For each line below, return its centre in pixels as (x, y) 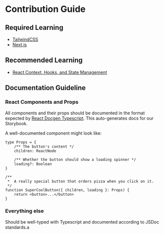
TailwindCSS (25, 39)
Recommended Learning (44, 60)
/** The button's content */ (44, 147)
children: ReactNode (35, 151)
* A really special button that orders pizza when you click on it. (81, 181)
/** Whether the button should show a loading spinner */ (75, 159)
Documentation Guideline (45, 88)
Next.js (20, 45)
